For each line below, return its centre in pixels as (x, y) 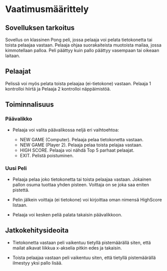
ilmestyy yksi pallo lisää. (37, 263)
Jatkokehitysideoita (37, 231)
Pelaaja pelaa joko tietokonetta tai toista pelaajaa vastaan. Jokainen (82, 179)
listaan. (20, 205)
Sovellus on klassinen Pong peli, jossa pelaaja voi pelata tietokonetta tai (79, 40)
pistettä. (21, 190)
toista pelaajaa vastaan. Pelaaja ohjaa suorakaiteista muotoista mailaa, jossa (83, 45)
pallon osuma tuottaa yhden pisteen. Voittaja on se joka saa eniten (80, 184)
